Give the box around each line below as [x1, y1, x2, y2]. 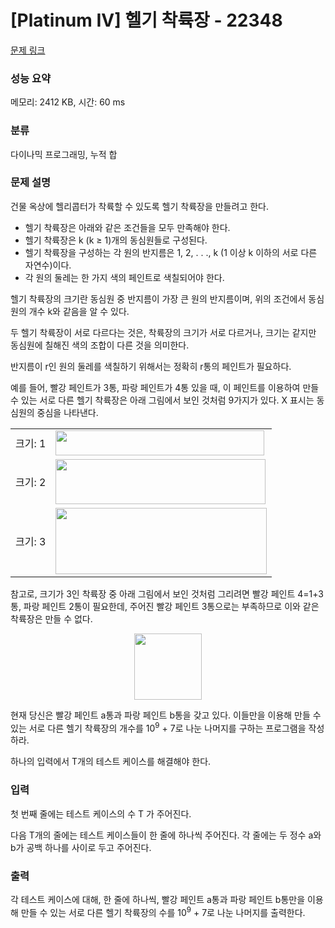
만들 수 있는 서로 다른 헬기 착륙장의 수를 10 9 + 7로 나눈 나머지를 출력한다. [20, 905, 306, 918]
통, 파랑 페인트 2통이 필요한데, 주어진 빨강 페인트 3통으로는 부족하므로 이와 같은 [10, 600, 320, 612]
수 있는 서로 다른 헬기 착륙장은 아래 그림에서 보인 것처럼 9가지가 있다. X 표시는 [10, 394, 315, 406]
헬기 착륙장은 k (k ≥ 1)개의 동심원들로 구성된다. [24, 234, 208, 246]
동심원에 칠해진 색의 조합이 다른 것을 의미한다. [10, 339, 190, 351]
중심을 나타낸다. [36, 406, 99, 418]
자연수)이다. [24, 259, 72, 271]
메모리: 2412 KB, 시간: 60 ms [10, 96, 126, 108]
